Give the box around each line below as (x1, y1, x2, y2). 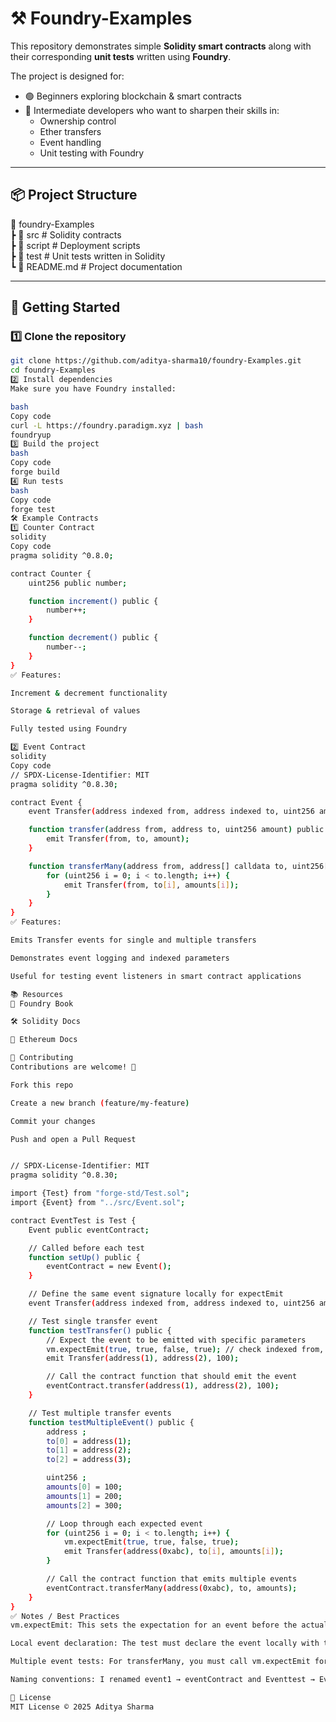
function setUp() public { (28, 1252, 141, 1262)
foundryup (10, 430, 52, 440)
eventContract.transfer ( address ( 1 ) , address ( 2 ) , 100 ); (46, 1381, 280, 1391)
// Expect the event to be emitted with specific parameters (46, 1335, 307, 1345)
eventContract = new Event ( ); (46, 1262, 172, 1272)
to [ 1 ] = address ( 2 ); (46, 1445, 132, 1456)
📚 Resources (10, 989, 64, 999)
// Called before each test (28, 1243, 145, 1253)
